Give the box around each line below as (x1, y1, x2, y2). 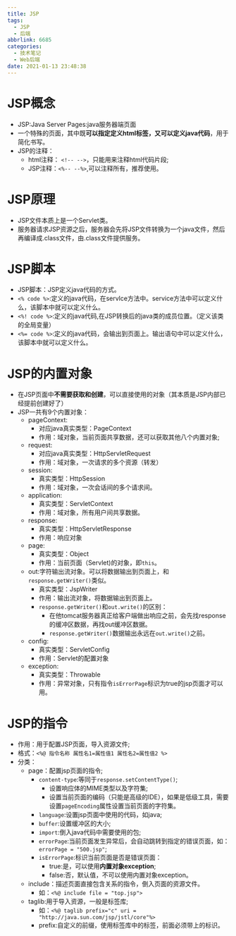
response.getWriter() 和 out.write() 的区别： (38, 603, 168, 611)
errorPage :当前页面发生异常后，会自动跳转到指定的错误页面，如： (38, 837, 230, 846)
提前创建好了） (23, 399, 68, 407)
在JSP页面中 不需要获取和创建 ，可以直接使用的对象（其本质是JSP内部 (17, 390, 220, 399)
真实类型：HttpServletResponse (38, 524, 132, 533)
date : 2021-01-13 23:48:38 (7, 63, 87, 70)
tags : (7, 17, 23, 24)
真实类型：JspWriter (38, 585, 98, 593)
